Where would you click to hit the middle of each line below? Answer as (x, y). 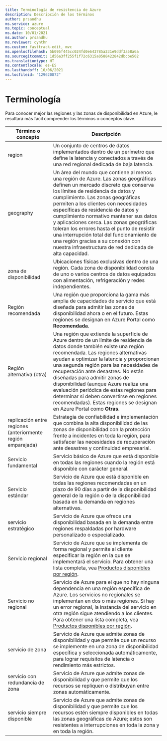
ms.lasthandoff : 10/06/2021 (34, 70)
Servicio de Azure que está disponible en (101, 477)
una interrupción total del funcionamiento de (105, 235)
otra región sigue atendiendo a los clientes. (103, 613)
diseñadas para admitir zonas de (91, 377)
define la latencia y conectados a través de (103, 158)
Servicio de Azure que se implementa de (100, 543)
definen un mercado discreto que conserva (103, 185)
